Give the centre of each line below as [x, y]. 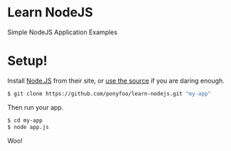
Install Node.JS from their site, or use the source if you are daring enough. [116, 80]
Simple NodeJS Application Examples [63, 32]
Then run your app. [36, 107]
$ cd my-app [25, 120]
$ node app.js [28, 127]
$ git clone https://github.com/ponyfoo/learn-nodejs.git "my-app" [109, 93]
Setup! [27, 61]
